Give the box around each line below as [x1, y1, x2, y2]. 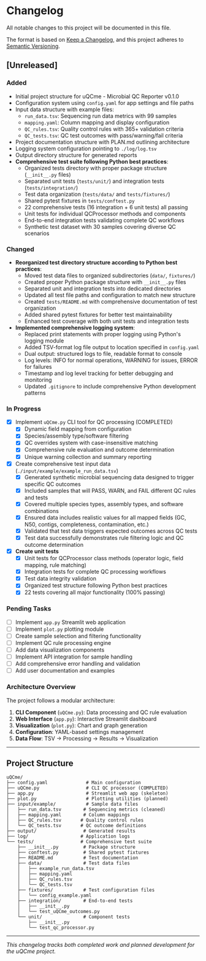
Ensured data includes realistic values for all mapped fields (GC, [24, 514, 186, 521]
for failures [24, 363, 52, 370]
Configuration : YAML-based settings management [15, 728, 144, 735]
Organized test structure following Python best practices [24, 582, 167, 589]
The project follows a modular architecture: [6, 697, 115, 704]
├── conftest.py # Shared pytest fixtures [17, 849, 150, 856]
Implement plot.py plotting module [15, 625, 104, 633]
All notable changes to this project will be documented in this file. [6, 24, 172, 31]
